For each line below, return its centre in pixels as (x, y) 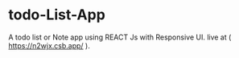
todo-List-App (57, 15)
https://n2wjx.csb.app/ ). (49, 45)
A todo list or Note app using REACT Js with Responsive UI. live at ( (120, 37)
